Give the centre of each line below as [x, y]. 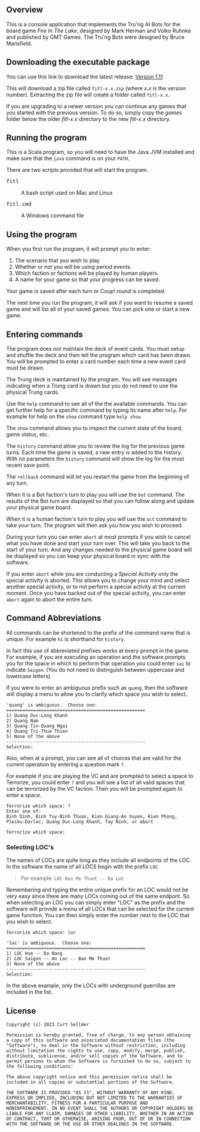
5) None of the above [33, 736]
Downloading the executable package [78, 62]
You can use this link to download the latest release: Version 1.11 [84, 77]
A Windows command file [53, 216]
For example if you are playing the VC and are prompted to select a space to [100, 776]
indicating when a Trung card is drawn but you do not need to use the [92, 386]
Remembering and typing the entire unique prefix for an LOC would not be [97, 890]
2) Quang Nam [22, 721]
